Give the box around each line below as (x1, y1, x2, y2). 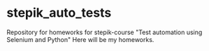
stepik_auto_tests (6, 5, 112, 21)
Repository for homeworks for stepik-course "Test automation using (6, 28, 203, 36)
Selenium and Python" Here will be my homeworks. (6, 35, 154, 43)
